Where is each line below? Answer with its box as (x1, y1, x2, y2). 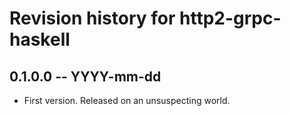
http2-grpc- (179, 7, 282, 30)
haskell (9, 28, 71, 51)
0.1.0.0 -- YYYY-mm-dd (9, 68, 162, 85)
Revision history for (9, 7, 176, 30)
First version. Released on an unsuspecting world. (23, 95, 231, 106)
